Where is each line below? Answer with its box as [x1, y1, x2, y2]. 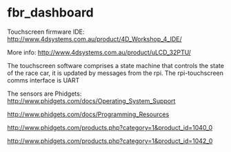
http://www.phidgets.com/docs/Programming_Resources [7, 110, 170, 118]
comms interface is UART [7, 76, 80, 84]
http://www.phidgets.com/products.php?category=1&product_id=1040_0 [7, 123, 213, 131]
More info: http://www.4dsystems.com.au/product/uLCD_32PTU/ [7, 48, 192, 56]
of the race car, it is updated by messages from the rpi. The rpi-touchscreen [7, 69, 224, 77]
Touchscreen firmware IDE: [7, 28, 85, 36]
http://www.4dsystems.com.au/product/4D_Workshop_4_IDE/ [7, 34, 183, 43]
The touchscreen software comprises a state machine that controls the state [7, 61, 224, 69]
